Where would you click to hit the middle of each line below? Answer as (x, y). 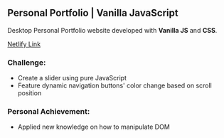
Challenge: (27, 63)
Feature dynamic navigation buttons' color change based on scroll (114, 85)
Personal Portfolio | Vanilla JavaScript (93, 13)
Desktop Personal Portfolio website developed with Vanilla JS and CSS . (112, 30)
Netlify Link (24, 44)
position (30, 93)
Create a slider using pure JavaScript (72, 78)
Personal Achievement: (49, 112)
